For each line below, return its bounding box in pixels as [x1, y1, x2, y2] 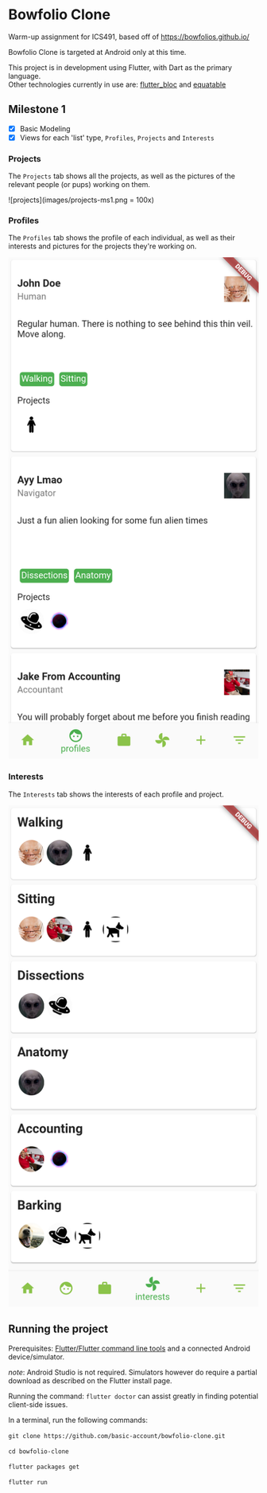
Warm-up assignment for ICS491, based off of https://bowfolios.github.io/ [8, 32, 250, 41]
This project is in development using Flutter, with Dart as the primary [8, 62, 233, 72]
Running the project [8, 1323, 109, 1336]
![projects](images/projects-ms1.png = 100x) [8, 195, 155, 205]
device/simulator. [8, 1351, 65, 1362]
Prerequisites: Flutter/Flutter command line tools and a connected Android [8, 1343, 250, 1353]
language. [8, 71, 41, 80]
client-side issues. [8, 1399, 68, 1409]
